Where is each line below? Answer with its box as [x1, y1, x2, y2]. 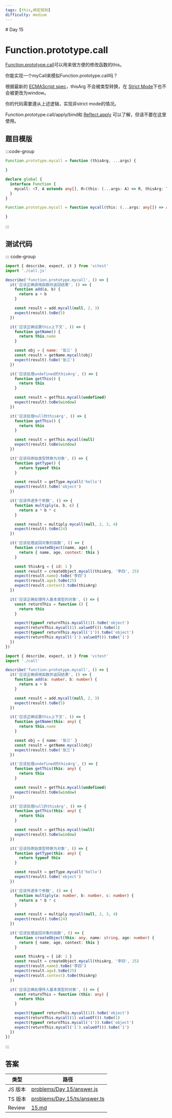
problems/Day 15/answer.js [31, 1086, 98, 1093]
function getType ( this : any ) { [14, 850, 81, 856]
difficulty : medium [5, 12, 47, 17]
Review [8, 1104, 26, 1111]
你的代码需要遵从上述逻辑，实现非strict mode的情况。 [5, 101, 119, 107]
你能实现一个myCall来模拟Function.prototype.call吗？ [5, 73, 118, 79]
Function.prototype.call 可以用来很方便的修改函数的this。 [5, 62, 124, 68]
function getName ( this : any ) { [14, 719, 81, 725]
